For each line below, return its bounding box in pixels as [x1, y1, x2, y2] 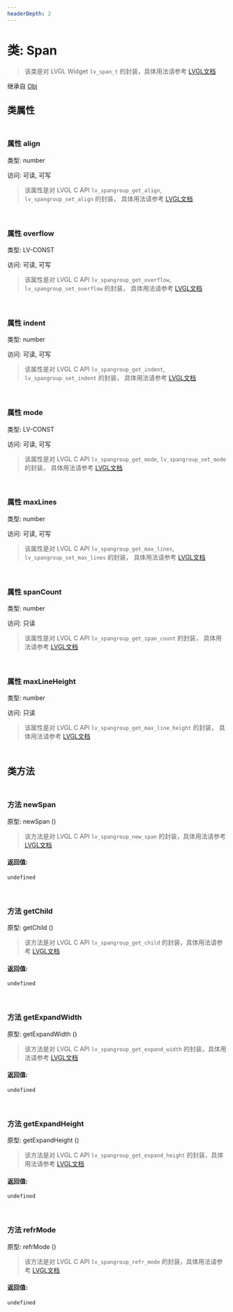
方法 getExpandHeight [7, 1118, 84, 1128]
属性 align [7, 139, 40, 149]
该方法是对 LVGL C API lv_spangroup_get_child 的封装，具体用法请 [24, 938, 218, 947]
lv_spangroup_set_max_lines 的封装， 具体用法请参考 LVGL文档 [24, 553, 206, 561]
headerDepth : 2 [7, 10, 52, 17]
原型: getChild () [7, 924, 54, 932]
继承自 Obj [7, 82, 38, 90]
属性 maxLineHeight [7, 677, 77, 687]
